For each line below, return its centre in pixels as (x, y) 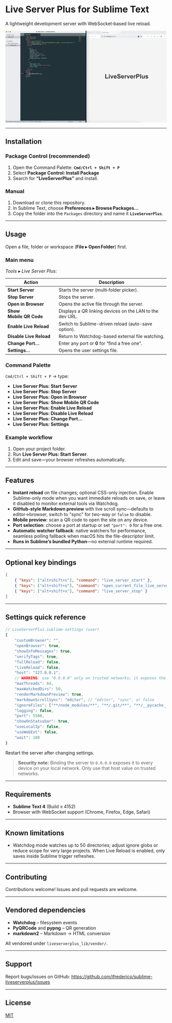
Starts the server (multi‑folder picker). (98, 290)
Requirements (28, 795)
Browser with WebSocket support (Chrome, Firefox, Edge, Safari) (81, 812)
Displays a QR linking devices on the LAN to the (109, 311)
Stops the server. (77, 297)
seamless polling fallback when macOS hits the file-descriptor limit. (84, 536)
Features (20, 480)
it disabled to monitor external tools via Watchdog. (66, 504)
